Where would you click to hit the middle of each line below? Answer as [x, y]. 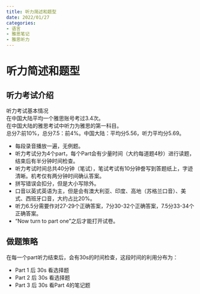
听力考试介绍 [30, 95]
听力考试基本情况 [27, 111]
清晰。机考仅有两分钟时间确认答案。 [60, 176]
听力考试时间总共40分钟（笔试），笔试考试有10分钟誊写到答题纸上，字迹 [104, 168]
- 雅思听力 [18, 40]
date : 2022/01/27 [28, 17]
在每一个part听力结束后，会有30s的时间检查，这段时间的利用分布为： [92, 257]
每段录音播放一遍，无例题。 [49, 146]
